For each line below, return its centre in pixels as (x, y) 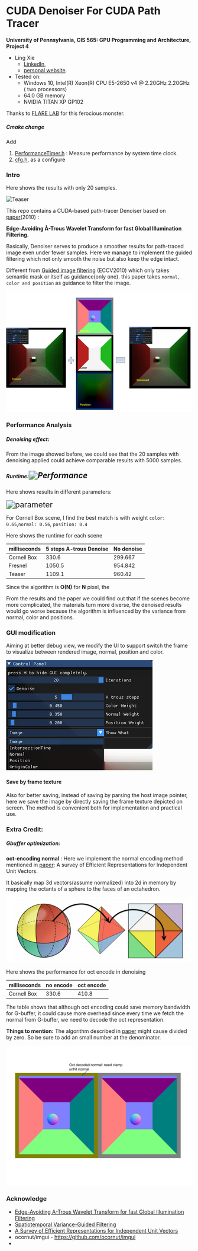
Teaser (17, 574)
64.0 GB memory (44, 95)
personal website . (45, 70)
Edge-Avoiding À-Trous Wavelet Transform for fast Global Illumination (94, 229)
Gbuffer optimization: (33, 843)
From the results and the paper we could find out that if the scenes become (98, 599)
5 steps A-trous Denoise (77, 549)
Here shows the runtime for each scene (54, 536)
